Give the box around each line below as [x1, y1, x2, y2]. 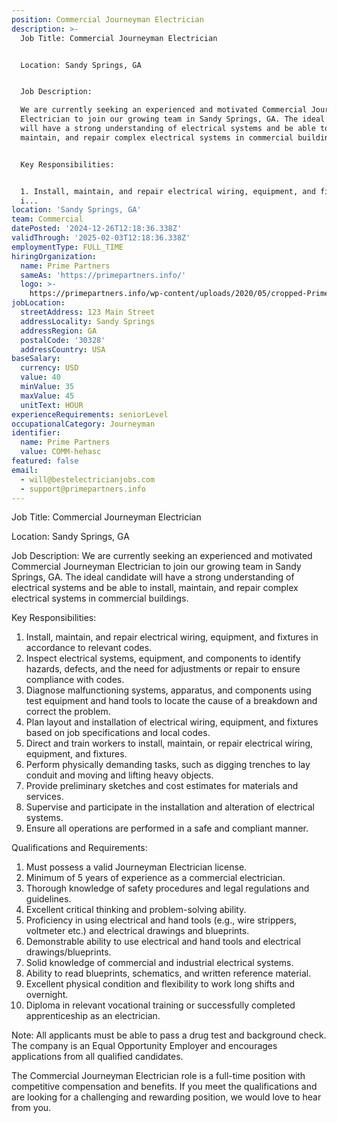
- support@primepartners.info [20, 484, 146, 494]
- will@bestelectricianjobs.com [20, 474, 156, 485]
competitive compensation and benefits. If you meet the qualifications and [11, 1081, 318, 1093]
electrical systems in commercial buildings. [11, 592, 189, 605]
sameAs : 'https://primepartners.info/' [20, 270, 187, 280]
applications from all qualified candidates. [11, 1051, 184, 1063]
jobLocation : [11, 298, 66, 308]
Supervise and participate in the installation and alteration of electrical [25, 801, 315, 813]
